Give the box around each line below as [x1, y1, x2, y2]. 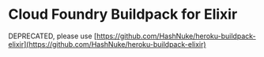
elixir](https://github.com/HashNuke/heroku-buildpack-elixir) [8, 39, 207, 48]
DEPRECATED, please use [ [8, 31, 97, 41]
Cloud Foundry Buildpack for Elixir [8, 5, 238, 23]
